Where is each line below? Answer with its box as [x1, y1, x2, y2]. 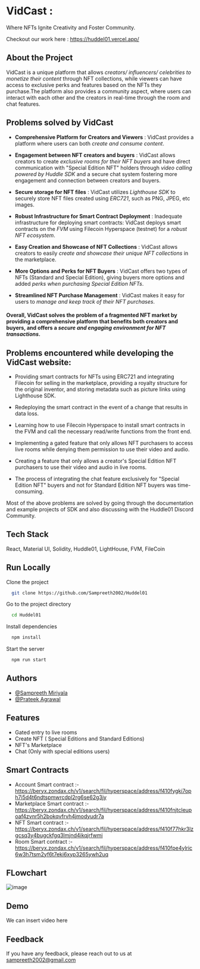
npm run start [11, 657, 46, 663]
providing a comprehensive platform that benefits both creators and [6, 318, 179, 325]
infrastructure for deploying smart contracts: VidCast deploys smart [14, 219, 182, 226]
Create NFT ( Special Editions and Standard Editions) [14, 735, 145, 742]
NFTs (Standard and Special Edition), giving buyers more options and [14, 273, 185, 281]
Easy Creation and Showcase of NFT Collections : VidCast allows [14, 243, 178, 250]
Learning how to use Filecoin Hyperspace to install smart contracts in [14, 421, 186, 428]
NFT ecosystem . [14, 232, 55, 239]
